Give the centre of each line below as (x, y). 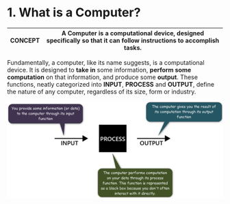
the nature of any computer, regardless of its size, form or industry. (102, 91)
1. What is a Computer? (74, 13)
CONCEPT (25, 41)
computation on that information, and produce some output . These (103, 77)
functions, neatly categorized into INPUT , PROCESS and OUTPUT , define (111, 84)
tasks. (133, 48)
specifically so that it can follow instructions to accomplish (133, 41)
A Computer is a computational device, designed (132, 33)
